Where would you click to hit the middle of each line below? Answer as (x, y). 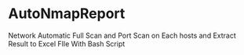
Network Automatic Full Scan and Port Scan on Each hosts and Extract (122, 35)
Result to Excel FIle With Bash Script (67, 43)
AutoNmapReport (67, 14)
